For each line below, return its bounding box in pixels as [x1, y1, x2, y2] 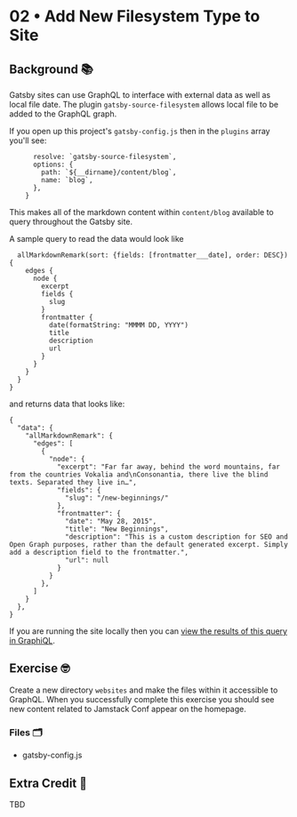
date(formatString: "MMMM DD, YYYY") [48, 321, 189, 330]
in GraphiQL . [9, 636, 56, 645]
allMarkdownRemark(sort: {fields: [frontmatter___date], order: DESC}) [17, 251, 289, 260]
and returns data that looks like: [9, 398, 125, 409]
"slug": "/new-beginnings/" [65, 493, 169, 502]
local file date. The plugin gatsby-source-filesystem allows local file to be [9, 100, 279, 109]
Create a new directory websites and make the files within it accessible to [9, 685, 278, 695]
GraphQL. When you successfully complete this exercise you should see [9, 693, 275, 704]
